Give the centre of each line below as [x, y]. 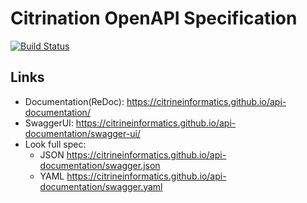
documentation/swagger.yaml [101, 186]
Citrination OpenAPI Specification [154, 18]
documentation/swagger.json [100, 165]
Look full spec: [55, 144]
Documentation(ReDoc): [74, 101]
